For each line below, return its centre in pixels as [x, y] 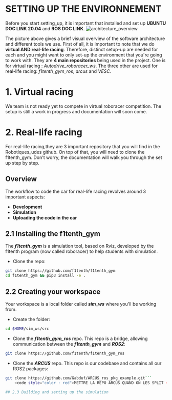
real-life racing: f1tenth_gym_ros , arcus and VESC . [58, 71]
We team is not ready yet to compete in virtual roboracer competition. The [83, 106]
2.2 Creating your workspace [53, 292]
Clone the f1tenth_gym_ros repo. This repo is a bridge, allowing [80, 338]
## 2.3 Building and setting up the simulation [57, 392]
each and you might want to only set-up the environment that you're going [84, 55]
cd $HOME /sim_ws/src [27, 329]
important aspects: [25, 197]
